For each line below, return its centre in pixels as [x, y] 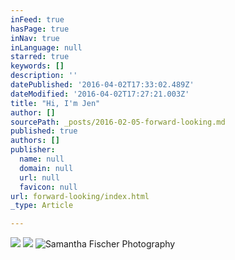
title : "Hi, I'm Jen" [55, 103]
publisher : [33, 150]
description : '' [44, 76]
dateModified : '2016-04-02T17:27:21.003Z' [100, 94]
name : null [42, 159]
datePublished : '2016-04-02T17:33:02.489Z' [102, 85]
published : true [44, 131]
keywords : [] [37, 66]
